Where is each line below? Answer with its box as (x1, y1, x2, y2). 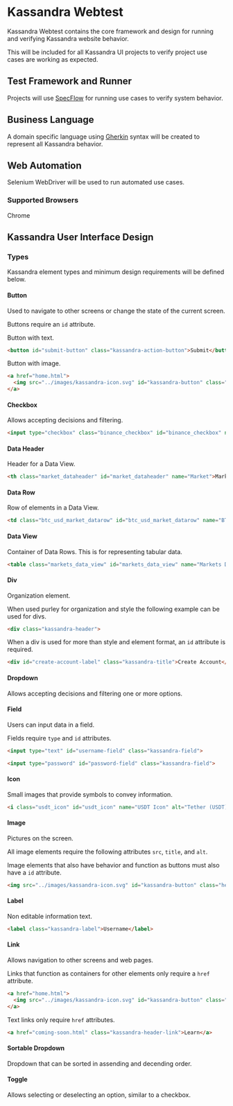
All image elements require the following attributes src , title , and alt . (7, 847, 208, 856)
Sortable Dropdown (7, 1044, 65, 1053)
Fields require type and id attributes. (7, 734, 112, 742)
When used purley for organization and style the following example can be (7, 605, 220, 613)
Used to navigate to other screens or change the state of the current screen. (7, 306, 225, 315)
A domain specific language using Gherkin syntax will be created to (7, 132, 200, 141)
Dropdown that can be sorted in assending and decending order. (7, 1059, 192, 1068)
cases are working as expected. (7, 55, 98, 63)
